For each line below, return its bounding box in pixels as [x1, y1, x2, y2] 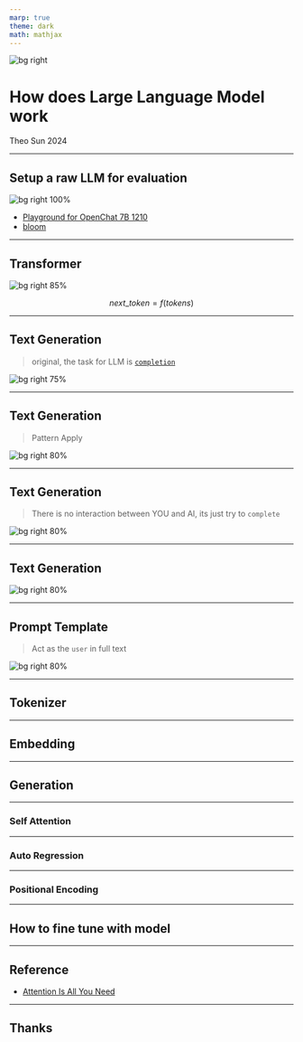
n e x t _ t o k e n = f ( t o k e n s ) [109, 297, 194, 308]
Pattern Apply [31, 432, 83, 443]
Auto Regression [9, 849, 84, 861]
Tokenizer [9, 695, 67, 710]
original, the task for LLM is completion [31, 356, 176, 367]
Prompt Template [9, 619, 108, 634]
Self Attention [9, 815, 72, 828]
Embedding [9, 737, 76, 752]
